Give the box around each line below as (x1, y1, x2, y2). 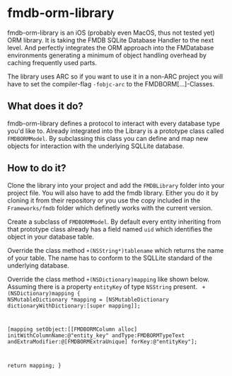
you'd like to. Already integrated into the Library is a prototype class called (7, 126, 224, 135)
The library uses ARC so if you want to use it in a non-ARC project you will (7, 72, 224, 81)
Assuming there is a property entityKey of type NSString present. (7, 282, 198, 291)
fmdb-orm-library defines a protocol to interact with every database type (7, 119, 221, 127)
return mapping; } (7, 363, 62, 370)
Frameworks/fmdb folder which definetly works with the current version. (7, 203, 213, 212)
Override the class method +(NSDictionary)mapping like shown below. (7, 275, 210, 283)
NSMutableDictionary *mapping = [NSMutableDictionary (7, 296, 170, 303)
